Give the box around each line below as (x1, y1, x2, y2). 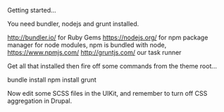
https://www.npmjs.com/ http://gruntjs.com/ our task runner (7, 49, 182, 56)
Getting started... (7, 6, 56, 14)
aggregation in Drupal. (7, 97, 73, 105)
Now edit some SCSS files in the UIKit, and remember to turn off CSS (7, 89, 208, 97)
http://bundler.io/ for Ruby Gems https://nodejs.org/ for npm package (7, 33, 209, 42)
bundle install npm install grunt (7, 75, 97, 84)
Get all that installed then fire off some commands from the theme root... (7, 62, 217, 70)
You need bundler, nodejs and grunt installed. (7, 20, 139, 27)
